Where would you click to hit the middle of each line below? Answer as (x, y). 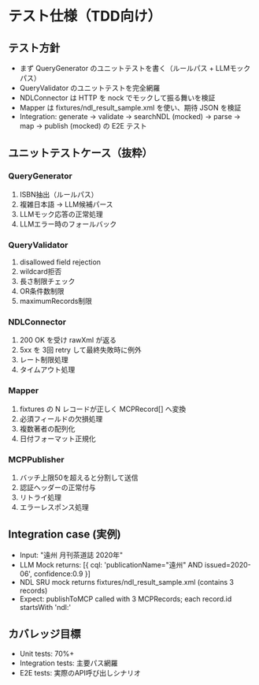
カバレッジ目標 (44, 634)
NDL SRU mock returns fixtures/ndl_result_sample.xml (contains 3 (127, 582)
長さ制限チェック (47, 281)
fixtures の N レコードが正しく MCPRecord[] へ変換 (103, 409)
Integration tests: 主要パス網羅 (68, 663)
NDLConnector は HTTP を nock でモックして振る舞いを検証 (117, 98)
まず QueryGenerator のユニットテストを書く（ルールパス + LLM (125, 68)
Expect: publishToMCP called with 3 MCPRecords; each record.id (126, 599)
